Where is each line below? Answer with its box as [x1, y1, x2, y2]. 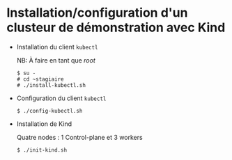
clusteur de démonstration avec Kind [6, 19, 226, 35]
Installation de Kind [16, 120, 72, 128]
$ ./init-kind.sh [16, 146, 68, 154]
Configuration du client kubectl [16, 94, 107, 102]
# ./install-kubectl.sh [16, 81, 86, 88]
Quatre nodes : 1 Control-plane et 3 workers [16, 133, 144, 141]
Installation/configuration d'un [6, 5, 188, 21]
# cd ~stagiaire [16, 75, 64, 83]
